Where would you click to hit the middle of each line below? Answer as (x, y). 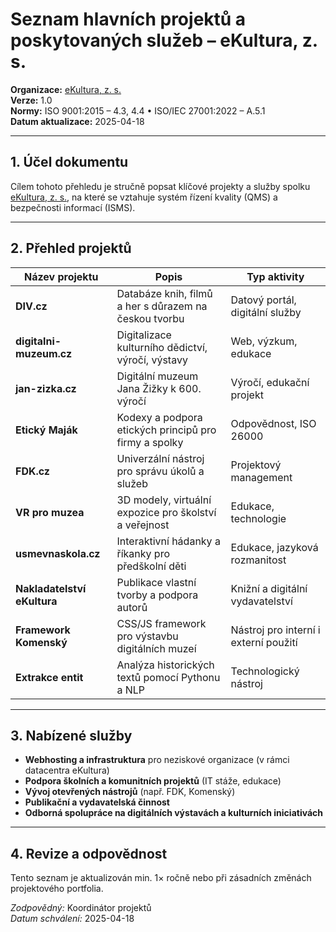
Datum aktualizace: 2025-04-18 (77, 121)
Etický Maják (46, 430)
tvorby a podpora (157, 595)
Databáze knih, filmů (164, 293)
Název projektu (61, 276)
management (261, 477)
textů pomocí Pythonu (168, 677)
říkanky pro (143, 553)
